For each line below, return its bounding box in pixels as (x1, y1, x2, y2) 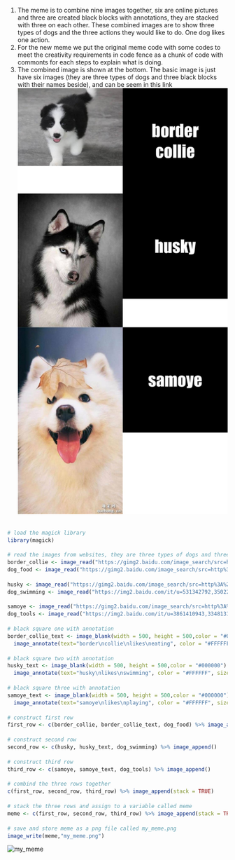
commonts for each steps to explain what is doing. (17, 58, 163, 66)
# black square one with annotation (7, 625, 114, 633)
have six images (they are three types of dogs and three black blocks (17, 73, 218, 81)
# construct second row (7, 736, 77, 744)
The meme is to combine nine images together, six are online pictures (17, 6, 218, 14)
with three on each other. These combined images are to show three (17, 21, 215, 29)
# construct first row (7, 714, 73, 721)
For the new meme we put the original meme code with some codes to (17, 43, 221, 51)
